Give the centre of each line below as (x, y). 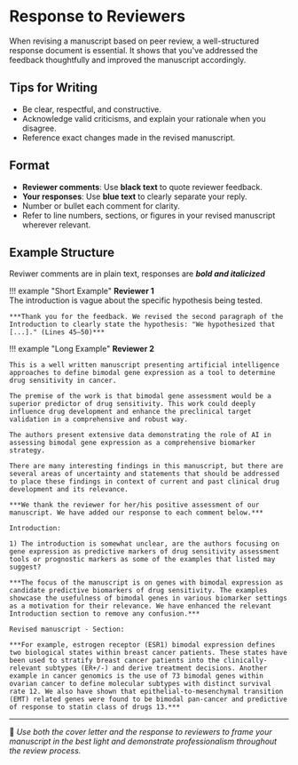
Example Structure (62, 252)
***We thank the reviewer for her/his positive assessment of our (134, 505)
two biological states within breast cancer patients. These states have (149, 653)
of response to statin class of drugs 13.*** (94, 707)
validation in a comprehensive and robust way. (99, 419)
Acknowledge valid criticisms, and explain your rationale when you (144, 118)
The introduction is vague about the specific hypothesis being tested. (136, 300)
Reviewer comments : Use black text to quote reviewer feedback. (142, 187)
